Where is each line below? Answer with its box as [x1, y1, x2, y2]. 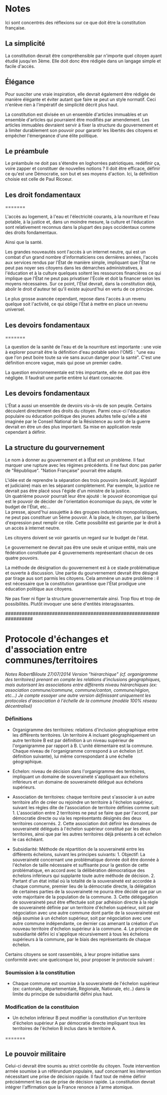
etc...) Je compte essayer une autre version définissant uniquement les [5, 692, 151, 698]
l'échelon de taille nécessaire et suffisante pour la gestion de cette [12, 862, 149, 868]
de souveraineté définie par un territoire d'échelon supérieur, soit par [12, 904, 154, 910]
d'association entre [5, 644, 87, 655]
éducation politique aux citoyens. [5, 586, 73, 592]
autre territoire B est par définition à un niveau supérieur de [12, 737, 134, 743]
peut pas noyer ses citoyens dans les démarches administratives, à [5, 265, 143, 271]
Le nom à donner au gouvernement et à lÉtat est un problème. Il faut [5, 457, 145, 463]
